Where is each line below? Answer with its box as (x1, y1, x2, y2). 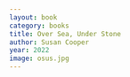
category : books (9, 21, 69, 30)
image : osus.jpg (9, 54, 69, 63)
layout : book (9, 12, 58, 22)
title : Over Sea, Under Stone (9, 29, 122, 38)
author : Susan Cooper (9, 37, 90, 47)
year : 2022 (9, 46, 50, 55)
